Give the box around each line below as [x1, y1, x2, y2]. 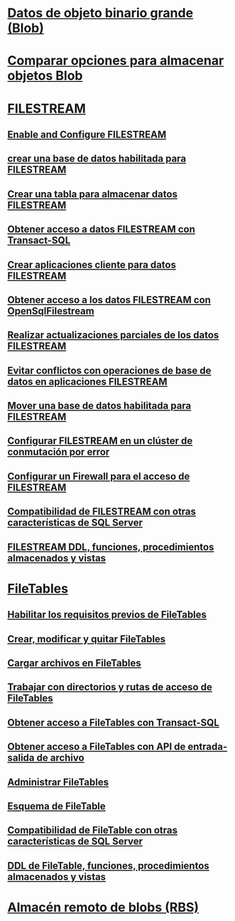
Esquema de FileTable [7, 800, 106, 812]
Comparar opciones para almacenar [7, 53, 224, 69]
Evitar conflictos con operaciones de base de [7, 364, 212, 376]
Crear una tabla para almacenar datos [7, 188, 177, 200]
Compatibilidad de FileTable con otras [7, 824, 177, 836]
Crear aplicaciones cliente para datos [7, 258, 176, 271]
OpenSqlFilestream [7, 304, 94, 317]
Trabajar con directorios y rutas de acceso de [7, 681, 213, 693]
